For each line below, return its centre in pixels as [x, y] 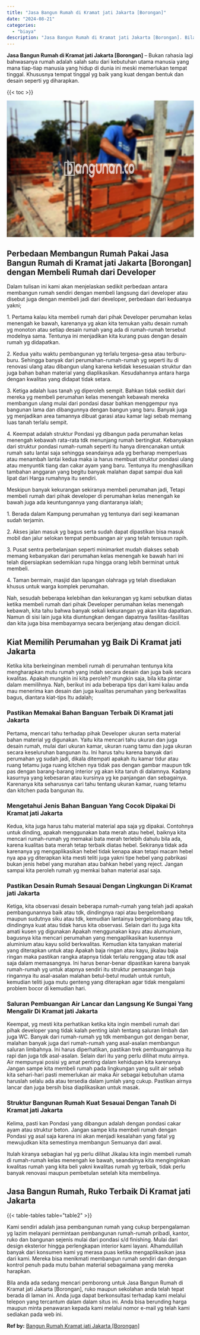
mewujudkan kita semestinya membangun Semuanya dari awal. [85, 1142]
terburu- [177, 354]
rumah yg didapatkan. [34, 342]
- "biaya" [24, 32]
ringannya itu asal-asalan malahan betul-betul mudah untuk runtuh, [89, 976]
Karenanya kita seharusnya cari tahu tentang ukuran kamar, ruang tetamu [96, 784]
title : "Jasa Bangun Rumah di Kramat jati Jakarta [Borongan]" [87, 13]
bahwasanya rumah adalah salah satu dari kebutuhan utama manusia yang [98, 62]
